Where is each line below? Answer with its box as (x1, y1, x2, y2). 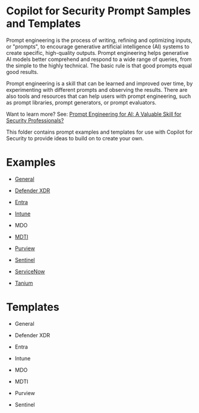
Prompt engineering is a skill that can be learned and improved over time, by (6, 79, 193, 87)
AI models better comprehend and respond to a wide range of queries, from (6, 56, 192, 63)
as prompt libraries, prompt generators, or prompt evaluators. (6, 98, 157, 106)
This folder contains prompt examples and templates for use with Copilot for (6, 128, 193, 135)
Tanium (14, 279, 33, 286)
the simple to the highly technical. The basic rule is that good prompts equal (6, 61, 192, 69)
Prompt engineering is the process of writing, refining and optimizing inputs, (6, 36, 193, 44)
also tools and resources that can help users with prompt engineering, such (6, 93, 191, 100)
